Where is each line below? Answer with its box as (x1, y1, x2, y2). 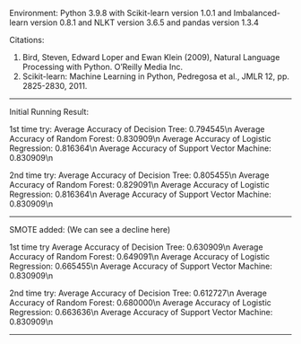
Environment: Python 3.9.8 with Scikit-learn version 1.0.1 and (9, 8, 232, 18)
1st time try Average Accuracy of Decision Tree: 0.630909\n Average (9, 242, 263, 252)
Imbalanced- (233, 8, 280, 18)
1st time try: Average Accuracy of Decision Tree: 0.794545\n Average (9, 124, 265, 134)
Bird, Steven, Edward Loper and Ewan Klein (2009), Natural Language (21, 52, 280, 62)
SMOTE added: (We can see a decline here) (9, 225, 171, 234)
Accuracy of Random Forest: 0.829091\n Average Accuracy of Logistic (9, 180, 271, 190)
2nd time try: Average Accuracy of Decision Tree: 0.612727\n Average (9, 287, 267, 298)
